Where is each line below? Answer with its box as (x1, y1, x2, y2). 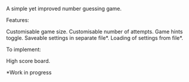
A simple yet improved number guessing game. (6, 5, 122, 12)
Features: (6, 17, 30, 23)
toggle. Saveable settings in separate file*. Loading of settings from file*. (6, 34, 183, 41)
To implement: (6, 46, 42, 53)
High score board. (6, 58, 51, 64)
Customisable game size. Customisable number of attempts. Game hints (6, 28, 183, 35)
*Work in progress (6, 69, 52, 76)
